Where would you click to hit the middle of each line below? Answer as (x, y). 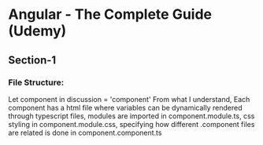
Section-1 (32, 60)
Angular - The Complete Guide (110, 14)
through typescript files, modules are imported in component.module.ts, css (131, 116)
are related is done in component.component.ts (85, 132)
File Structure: (36, 82)
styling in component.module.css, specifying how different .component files (131, 124)
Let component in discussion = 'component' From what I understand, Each (129, 99)
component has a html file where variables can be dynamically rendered (125, 107)
